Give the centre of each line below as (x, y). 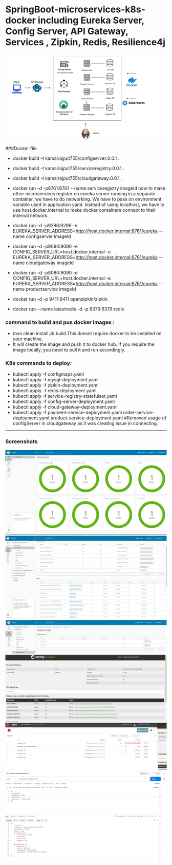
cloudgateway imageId (50, 263)
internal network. (31, 215)
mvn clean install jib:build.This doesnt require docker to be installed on (87, 334)
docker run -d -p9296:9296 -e (45, 225)
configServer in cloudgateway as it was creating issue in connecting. (85, 424)
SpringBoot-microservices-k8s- (76, 10)
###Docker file (21, 148)
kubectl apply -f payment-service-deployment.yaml (67, 413)
